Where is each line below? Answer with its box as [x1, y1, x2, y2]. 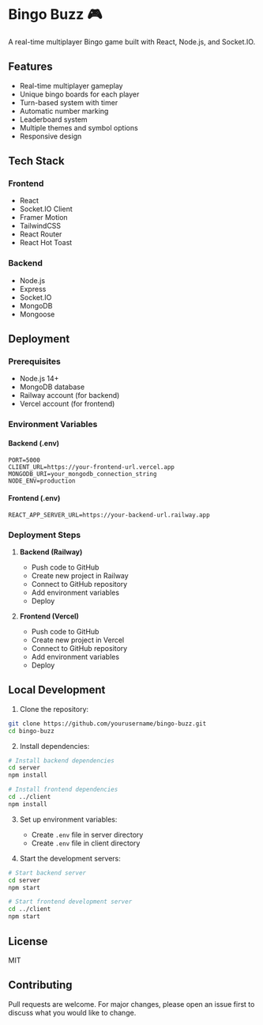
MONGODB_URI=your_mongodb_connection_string [8, 470, 157, 478]
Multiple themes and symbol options [19, 123, 138, 132]
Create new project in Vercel [31, 635, 125, 645]
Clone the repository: [19, 704, 89, 713]
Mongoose [19, 309, 55, 319]
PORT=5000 [8, 456, 41, 464]
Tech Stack [8, 154, 65, 168]
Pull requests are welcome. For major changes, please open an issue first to [8, 999, 255, 1008]
